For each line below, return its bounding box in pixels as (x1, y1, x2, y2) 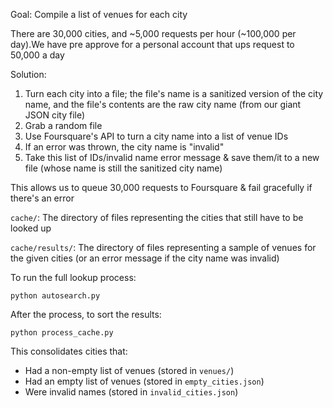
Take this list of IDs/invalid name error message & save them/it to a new (24, 152, 320, 163)
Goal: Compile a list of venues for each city (10, 9, 188, 20)
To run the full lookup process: (10, 272, 137, 283)
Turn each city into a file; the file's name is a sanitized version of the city (24, 88, 324, 99)
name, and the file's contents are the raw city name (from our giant (24, 99, 302, 110)
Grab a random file (24, 120, 103, 131)
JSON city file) (24, 109, 86, 121)
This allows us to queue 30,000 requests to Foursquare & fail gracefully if (10, 182, 313, 193)
